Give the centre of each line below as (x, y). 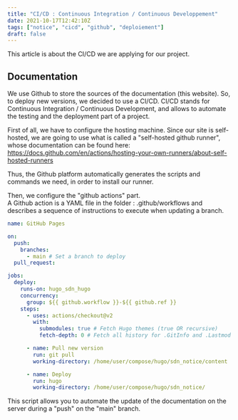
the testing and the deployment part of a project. (79, 116)
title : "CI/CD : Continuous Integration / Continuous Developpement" (113, 14)
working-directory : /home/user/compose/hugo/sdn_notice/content (130, 361)
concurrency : (40, 295)
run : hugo (47, 381)
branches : (35, 250)
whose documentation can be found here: (69, 145)
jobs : (15, 276)
